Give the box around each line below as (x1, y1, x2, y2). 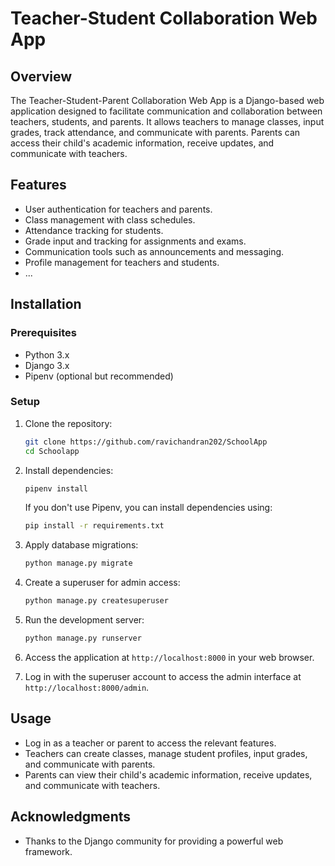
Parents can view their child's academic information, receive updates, (24, 768, 313, 781)
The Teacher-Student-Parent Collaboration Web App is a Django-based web (10, 95, 325, 106)
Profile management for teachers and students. (24, 256, 220, 268)
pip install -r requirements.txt (24, 521, 165, 531)
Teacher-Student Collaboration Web (10, 7, 318, 30)
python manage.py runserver (24, 633, 142, 644)
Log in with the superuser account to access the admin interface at (24, 670, 302, 682)
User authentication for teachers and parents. (24, 203, 213, 215)
